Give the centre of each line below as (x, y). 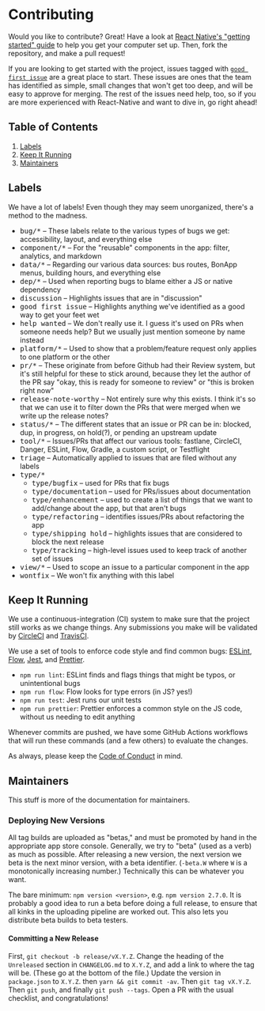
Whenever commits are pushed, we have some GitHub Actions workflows (128, 733)
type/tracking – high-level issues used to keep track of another (139, 550)
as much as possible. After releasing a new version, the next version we (125, 854)
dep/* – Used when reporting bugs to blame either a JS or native (126, 281)
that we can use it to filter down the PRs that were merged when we (130, 407)
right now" (37, 390)
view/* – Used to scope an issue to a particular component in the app (134, 566)
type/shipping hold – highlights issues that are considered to (137, 533)
